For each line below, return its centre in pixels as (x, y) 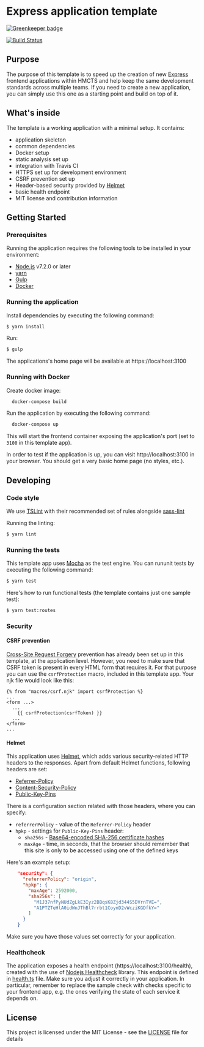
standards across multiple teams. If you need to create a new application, (99, 87)
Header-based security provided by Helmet (70, 185)
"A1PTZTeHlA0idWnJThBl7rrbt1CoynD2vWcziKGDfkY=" (97, 908)
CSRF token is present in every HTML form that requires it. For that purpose (101, 667)
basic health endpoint (42, 192)
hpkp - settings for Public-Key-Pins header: (69, 831)
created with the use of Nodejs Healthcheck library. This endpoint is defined (102, 972)
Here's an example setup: (38, 863)
